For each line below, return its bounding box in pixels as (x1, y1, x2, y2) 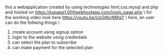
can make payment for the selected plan (12, 45, 93, 50)
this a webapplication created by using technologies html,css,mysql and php (5, 4, 159, 10)
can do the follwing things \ (5, 19, 60, 25)
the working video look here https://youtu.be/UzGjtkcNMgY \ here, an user (5, 15, 155, 20)
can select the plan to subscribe (12, 39, 77, 45)
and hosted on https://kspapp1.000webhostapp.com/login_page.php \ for (5, 9, 152, 15)
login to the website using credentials (12, 34, 88, 40)
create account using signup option (12, 29, 84, 35)
